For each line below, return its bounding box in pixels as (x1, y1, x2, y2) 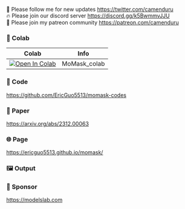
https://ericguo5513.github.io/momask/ (6, 149, 103, 156)
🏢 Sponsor (6, 182, 37, 191)
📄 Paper (6, 106, 30, 114)
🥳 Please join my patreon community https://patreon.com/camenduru (6, 19, 180, 26)
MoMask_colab (62, 60, 105, 68)
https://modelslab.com (6, 196, 63, 204)
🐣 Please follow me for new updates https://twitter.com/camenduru (6, 6, 174, 13)
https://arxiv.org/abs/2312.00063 (6, 120, 89, 127)
